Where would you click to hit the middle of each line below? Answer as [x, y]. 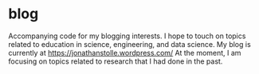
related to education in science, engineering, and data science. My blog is [129, 44]
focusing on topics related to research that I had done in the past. [116, 61]
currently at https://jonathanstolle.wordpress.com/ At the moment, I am [125, 53]
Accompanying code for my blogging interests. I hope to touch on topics [127, 36]
